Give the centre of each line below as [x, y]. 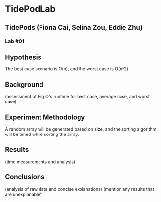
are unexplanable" [24, 194]
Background [24, 84]
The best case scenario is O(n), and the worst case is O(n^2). [67, 69]
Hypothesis [23, 57]
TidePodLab [30, 9]
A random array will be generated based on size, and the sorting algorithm [81, 129]
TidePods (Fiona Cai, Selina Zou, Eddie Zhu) [74, 27]
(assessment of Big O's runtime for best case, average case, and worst [77, 97]
